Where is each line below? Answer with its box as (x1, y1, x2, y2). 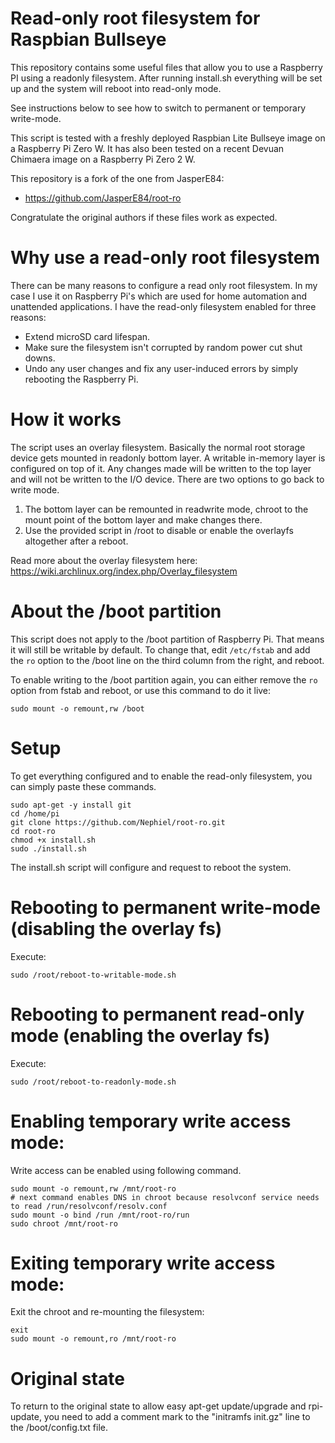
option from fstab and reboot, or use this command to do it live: (10, 684, 272, 696)
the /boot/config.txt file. (10, 1422, 109, 1434)
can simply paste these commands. (10, 780, 157, 792)
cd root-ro (10, 826, 56, 836)
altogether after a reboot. (24, 535, 129, 547)
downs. (24, 352, 56, 364)
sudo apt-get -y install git (10, 800, 132, 810)
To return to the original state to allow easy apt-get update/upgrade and (10, 1400, 307, 1412)
